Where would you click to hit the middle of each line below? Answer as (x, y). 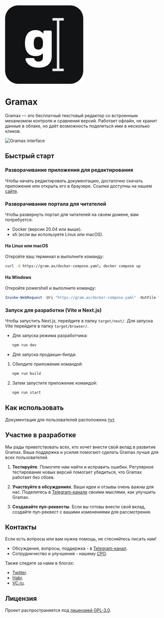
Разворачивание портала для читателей (56, 204)
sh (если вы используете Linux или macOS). (58, 234)
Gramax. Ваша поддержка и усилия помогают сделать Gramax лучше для (82, 452)
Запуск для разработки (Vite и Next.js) (53, 310)
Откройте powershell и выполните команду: (51, 288)
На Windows (18, 277)
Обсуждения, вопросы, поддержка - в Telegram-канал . (70, 548)
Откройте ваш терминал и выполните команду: (54, 257)
